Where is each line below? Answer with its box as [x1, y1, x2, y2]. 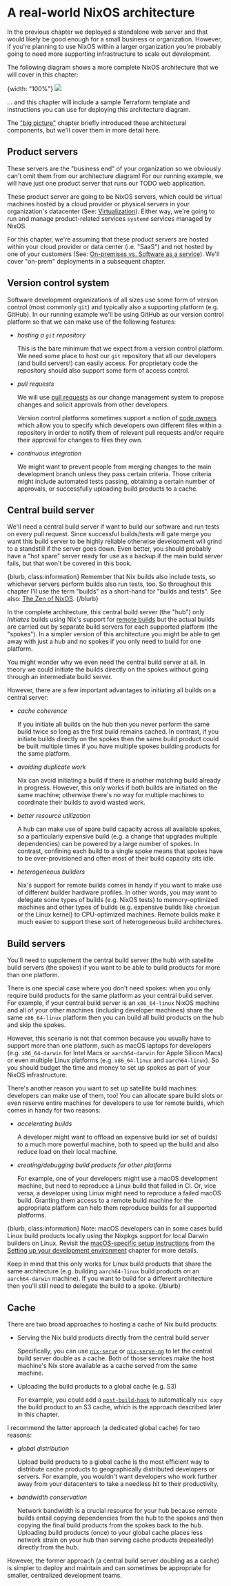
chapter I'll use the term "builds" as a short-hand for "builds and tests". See [7, 587, 222, 596]
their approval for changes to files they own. [17, 435, 143, 444]
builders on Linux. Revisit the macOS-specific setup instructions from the [7, 1239, 215, 1247]
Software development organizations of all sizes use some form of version [7, 295, 219, 304]
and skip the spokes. [7, 1021, 66, 1029]
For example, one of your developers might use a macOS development [17, 1175, 219, 1183]
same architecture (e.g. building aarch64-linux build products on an [7, 1267, 200, 1275]
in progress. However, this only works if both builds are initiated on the [17, 783, 218, 792]
